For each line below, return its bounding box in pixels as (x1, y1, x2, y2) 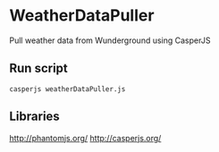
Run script (9, 61, 69, 76)
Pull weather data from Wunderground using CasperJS (9, 35, 211, 46)
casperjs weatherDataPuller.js (9, 84, 126, 94)
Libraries (9, 109, 60, 124)
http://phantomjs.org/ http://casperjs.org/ (9, 132, 162, 143)
